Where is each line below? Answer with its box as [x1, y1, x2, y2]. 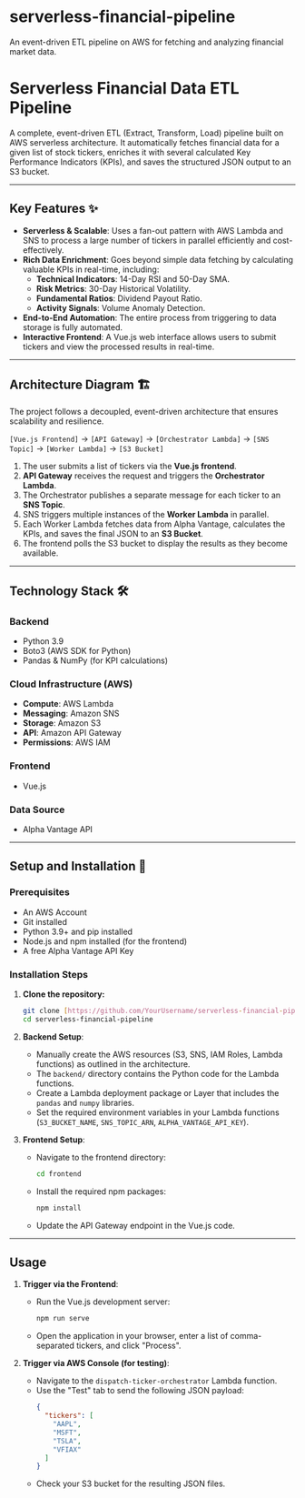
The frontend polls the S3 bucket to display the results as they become [22, 538, 289, 548]
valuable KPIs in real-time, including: [22, 264, 160, 275]
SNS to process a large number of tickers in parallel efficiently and [22, 235, 271, 246]
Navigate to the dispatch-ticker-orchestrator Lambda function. [35, 1375, 278, 1386]
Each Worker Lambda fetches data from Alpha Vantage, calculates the [22, 518, 286, 529]
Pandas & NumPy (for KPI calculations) [22, 655, 168, 666]
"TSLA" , [53, 1436, 82, 1445]
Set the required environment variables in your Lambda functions [35, 1107, 280, 1118]
